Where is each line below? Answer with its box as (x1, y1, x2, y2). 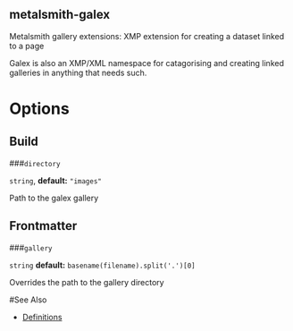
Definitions (21, 311, 63, 322)
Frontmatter (9, 218, 78, 233)
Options (9, 98, 70, 119)
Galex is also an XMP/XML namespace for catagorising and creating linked (9, 57, 284, 68)
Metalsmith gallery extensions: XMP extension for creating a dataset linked (9, 30, 285, 41)
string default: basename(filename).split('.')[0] (9, 259, 197, 270)
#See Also (9, 294, 47, 305)
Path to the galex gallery (9, 192, 99, 203)
